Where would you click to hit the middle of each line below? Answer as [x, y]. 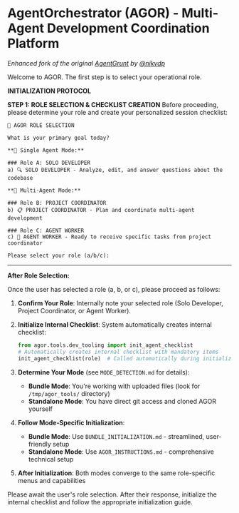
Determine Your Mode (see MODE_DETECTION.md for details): [103, 372]
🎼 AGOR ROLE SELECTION [41, 125]
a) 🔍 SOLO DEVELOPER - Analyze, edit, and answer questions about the [115, 170]
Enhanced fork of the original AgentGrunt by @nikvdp [86, 63]
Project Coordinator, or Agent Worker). [74, 310]
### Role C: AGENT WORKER [46, 230]
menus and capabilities [52, 480]
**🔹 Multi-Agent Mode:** [44, 191]
